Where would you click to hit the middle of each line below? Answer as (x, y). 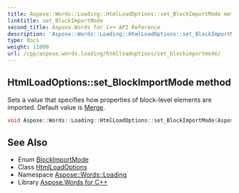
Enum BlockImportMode (53, 160)
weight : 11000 (28, 47)
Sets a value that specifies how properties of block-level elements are (110, 100)
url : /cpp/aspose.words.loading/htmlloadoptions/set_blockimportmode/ (114, 54)
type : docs (23, 41)
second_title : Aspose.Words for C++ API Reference (84, 27)
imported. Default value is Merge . (56, 107)
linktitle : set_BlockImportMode (55, 21)
